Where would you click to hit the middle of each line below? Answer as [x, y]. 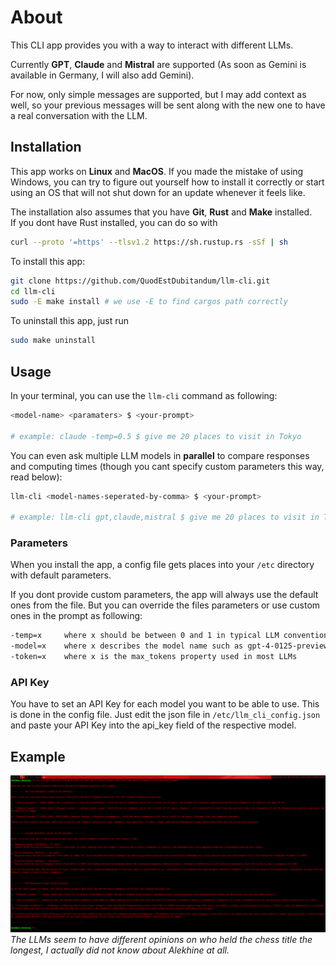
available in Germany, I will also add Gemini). [102, 75]
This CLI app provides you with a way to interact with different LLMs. [152, 45]
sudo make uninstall [53, 341]
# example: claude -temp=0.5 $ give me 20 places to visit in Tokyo [156, 436]
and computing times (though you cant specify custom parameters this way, [167, 466]
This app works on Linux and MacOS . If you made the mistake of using [157, 171]
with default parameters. [61, 575]
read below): [36, 477]
